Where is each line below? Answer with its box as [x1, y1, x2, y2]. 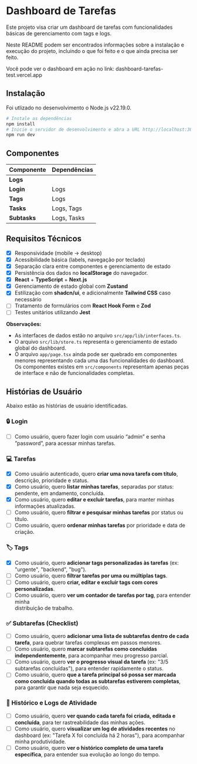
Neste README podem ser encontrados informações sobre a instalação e [6, 41, 185, 48]
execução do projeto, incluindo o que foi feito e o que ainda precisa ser [6, 47, 178, 54]
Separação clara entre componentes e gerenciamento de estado [14, 263, 171, 270]
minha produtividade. [14, 738, 66, 745]
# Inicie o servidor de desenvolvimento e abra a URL [6, 127, 141, 132]
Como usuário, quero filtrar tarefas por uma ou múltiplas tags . [14, 572, 168, 579]
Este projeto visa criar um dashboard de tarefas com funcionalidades [6, 24, 173, 31]
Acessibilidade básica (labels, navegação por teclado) [14, 256, 145, 263]
